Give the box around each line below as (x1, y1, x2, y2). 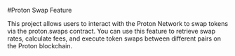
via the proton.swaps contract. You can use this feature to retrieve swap (7, 27, 216, 35)
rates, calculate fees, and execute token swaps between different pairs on (7, 34, 221, 43)
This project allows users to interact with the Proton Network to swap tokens (7, 20, 229, 27)
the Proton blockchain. (7, 42, 72, 50)
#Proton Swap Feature (7, 6, 72, 14)
